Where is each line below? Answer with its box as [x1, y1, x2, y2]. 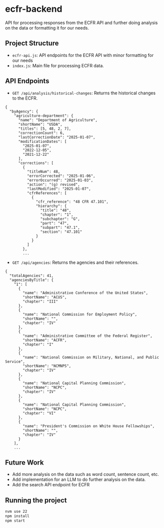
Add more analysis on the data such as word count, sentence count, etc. [12, 472, 159, 477]
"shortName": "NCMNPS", [23, 363, 71, 368]
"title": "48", [40, 208, 71, 213]
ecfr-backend [5, 3, 62, 15]
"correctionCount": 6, [18, 130, 65, 136]
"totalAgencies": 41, [9, 273, 54, 278]
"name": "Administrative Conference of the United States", [23, 290, 148, 295]
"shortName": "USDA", [18, 122, 63, 127]
